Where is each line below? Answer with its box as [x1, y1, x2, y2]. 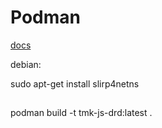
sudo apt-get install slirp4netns [10, 77, 140, 90]
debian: [10, 58, 42, 70]
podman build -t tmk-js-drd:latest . [10, 107, 153, 119]
